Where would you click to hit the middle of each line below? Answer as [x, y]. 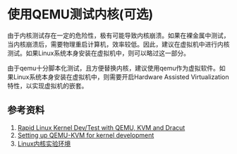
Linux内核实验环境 [44, 143]
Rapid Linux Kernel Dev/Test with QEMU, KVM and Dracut [101, 127]
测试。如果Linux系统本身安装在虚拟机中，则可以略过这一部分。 [99, 53]
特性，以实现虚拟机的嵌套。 [48, 85]
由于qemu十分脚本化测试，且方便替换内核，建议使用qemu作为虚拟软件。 [114, 68]
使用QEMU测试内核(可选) [80, 14]
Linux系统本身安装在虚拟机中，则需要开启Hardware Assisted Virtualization [121, 77]
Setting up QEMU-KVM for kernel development [86, 135]
